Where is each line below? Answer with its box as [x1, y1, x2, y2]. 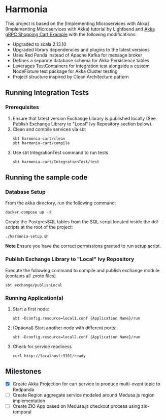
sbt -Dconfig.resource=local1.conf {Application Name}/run [12, 316, 141, 321]
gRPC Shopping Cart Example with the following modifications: [5, 31, 137, 37]
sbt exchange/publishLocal [5, 282, 62, 287]
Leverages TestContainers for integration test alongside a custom [12, 63, 150, 69]
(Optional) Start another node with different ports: [12, 325, 117, 331]
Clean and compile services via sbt [12, 126, 86, 132]
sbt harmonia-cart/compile [12, 140, 70, 146]
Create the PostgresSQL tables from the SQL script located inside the [5, 219, 151, 225]
